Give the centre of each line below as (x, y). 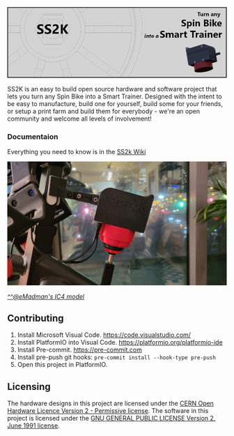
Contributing (36, 318)
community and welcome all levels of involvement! (79, 119)
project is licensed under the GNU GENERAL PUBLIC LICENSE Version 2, (111, 419)
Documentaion (33, 137)
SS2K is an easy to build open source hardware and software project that (112, 89)
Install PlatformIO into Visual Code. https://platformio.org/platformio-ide (120, 343)
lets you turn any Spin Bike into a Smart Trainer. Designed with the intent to (115, 96)
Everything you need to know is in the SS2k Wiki (77, 152)
